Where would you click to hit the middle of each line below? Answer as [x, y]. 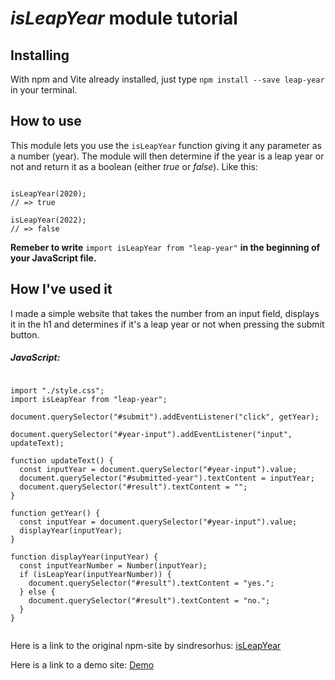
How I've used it [61, 289]
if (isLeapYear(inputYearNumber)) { [95, 574]
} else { [37, 592]
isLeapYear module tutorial [124, 18]
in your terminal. [44, 90]
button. [25, 334]
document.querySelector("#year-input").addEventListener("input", [151, 434]
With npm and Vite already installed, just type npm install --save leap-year [167, 79]
